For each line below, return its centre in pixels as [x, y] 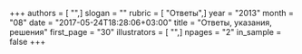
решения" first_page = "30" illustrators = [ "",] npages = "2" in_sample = [146, 32]
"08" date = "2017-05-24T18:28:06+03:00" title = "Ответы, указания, [141, 22]
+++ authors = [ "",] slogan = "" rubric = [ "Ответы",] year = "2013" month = [152, 13]
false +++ [28, 41]
